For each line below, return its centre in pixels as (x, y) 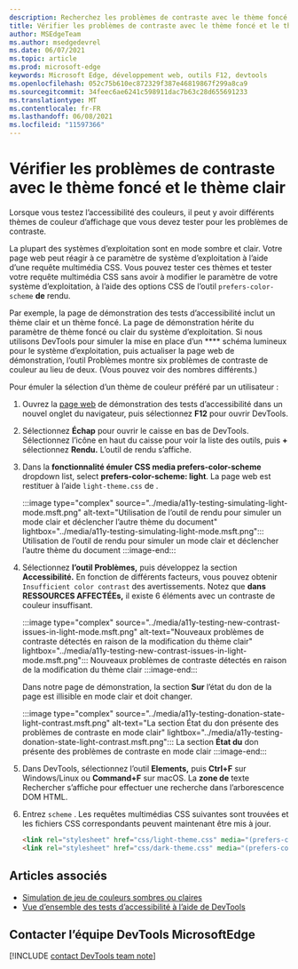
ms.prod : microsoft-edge (55, 68)
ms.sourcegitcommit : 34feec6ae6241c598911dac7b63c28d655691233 (129, 92)
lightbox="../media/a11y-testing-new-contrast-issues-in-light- (134, 651)
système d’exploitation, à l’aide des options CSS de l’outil (113, 286)
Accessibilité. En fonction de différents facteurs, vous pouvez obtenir (149, 577)
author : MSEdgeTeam (45, 34)
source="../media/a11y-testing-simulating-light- (201, 502)
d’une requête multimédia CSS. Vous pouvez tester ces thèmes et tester (141, 267)
